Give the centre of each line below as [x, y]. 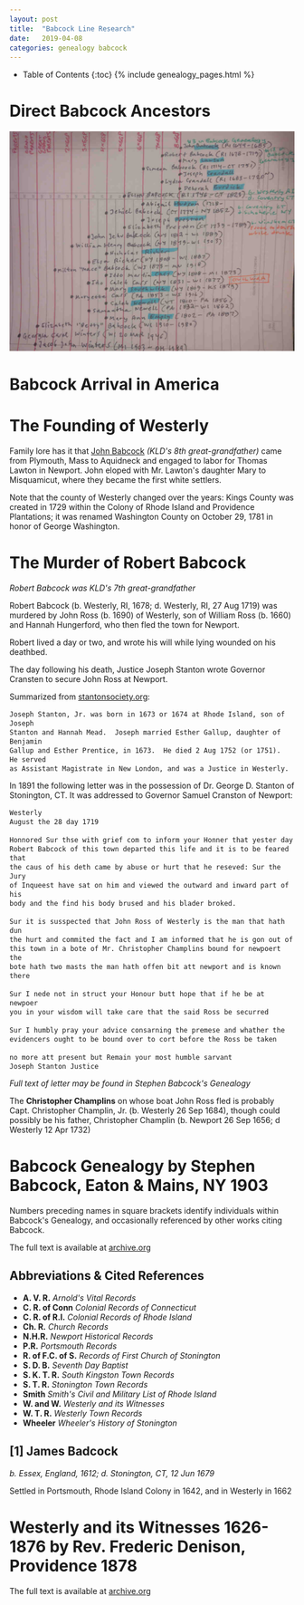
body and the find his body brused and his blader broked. [123, 904]
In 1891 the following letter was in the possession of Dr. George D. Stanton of [152, 786]
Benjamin [26, 742]
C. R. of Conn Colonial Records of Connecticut [109, 1307]
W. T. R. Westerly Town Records [82, 1413]
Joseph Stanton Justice [54, 1067]
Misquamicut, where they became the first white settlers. [115, 480]
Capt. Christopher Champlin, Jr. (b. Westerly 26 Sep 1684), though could [145, 1110]
